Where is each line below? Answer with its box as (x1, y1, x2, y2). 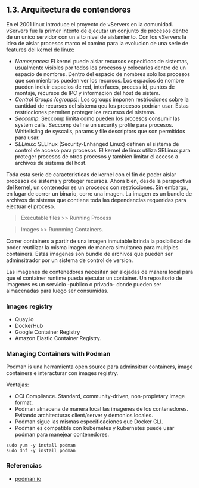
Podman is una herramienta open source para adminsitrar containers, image (6, 363, 193, 370)
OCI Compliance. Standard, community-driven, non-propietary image (14, 393, 185, 400)
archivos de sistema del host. (14, 159, 87, 166)
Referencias (6, 462, 42, 470)
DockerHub (14, 322, 43, 330)
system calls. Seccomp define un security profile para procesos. (14, 121, 174, 128)
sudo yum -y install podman (6, 443, 76, 449)
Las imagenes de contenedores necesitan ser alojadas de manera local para (6, 268, 194, 275)
